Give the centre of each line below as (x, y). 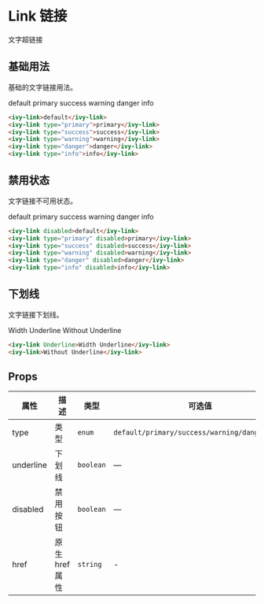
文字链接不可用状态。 (42, 201)
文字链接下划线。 (36, 314)
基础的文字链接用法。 (42, 87)
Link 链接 (38, 16)
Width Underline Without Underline (65, 330)
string (90, 565)
